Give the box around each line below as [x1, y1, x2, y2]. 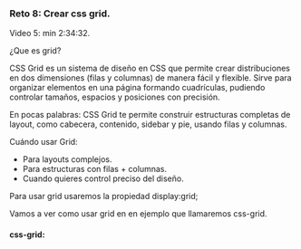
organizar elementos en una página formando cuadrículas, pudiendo [9, 82, 266, 93]
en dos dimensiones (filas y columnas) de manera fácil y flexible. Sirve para [9, 72, 292, 83]
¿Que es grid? [9, 45, 62, 56]
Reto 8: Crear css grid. [9, 7, 111, 20]
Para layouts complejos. [22, 154, 112, 165]
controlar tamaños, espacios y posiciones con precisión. [9, 91, 220, 102]
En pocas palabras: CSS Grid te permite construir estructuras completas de [9, 110, 291, 120]
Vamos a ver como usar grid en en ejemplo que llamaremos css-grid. [9, 208, 267, 219]
